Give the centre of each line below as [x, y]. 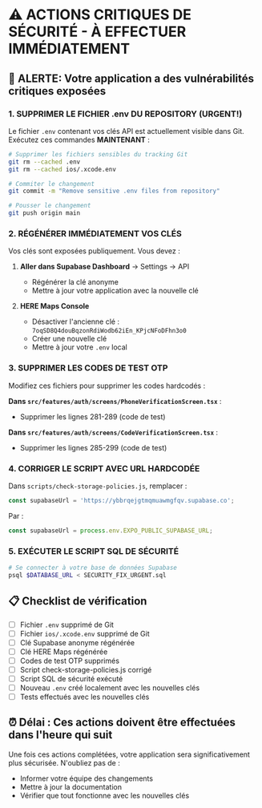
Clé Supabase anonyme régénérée [77, 642]
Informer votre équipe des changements [87, 778]
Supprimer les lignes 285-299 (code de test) [93, 447]
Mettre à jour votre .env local [80, 347]
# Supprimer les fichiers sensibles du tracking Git [98, 154]
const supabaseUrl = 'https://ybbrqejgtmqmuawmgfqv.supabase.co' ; [121, 500]
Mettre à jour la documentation [71, 786]
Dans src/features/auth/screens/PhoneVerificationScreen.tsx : [115, 401]
